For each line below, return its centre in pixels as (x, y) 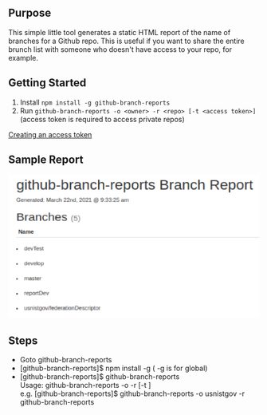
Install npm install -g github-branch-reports (95, 102)
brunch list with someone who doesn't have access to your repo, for (120, 49)
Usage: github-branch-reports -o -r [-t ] (85, 385)
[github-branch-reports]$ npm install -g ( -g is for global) (114, 368)
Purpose (30, 13)
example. (23, 57)
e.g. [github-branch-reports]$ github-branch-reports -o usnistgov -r (132, 393)
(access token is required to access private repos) (102, 119)
